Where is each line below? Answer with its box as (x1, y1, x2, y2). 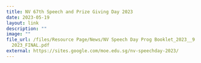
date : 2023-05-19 (6, 14, 50, 20)
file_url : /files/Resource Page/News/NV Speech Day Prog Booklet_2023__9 (6, 37, 196, 43)
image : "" (6, 31, 31, 37)
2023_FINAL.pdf (11, 43, 50, 49)
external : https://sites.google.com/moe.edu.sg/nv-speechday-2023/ (6, 48, 179, 54)
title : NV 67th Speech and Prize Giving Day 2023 (6, 8, 134, 15)
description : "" (6, 25, 47, 32)
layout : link (6, 20, 39, 26)
